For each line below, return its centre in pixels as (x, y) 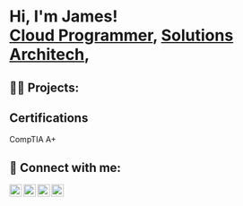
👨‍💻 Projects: (44, 87)
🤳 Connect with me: (65, 167)
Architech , (50, 55)
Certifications (49, 118)
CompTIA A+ (33, 140)
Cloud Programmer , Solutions (121, 35)
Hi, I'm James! (64, 17)
